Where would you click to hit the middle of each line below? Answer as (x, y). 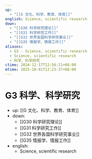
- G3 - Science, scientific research (48, 51)
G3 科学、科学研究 (43, 96)
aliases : (14, 47)
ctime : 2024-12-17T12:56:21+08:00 (41, 65)
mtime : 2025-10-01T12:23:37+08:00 (41, 70)
